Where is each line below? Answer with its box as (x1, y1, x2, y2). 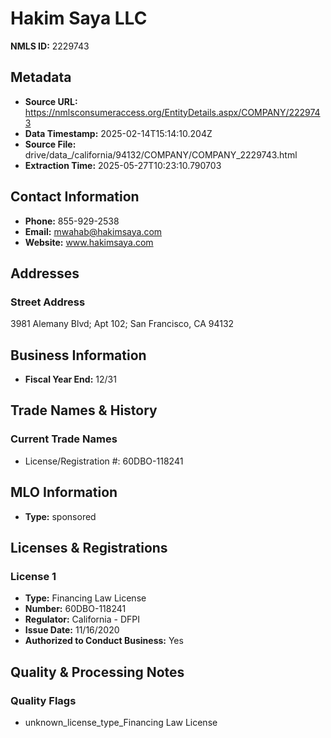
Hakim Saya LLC (10, 7, 148, 30)
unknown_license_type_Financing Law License (24, 716, 218, 728)
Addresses (10, 265, 80, 282)
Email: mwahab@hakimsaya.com (24, 225, 163, 237)
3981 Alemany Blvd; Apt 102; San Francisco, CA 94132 (10, 318, 235, 330)
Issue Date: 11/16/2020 (24, 624, 120, 636)
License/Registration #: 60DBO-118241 (24, 455, 184, 467)
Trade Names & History (10, 402, 158, 419)
